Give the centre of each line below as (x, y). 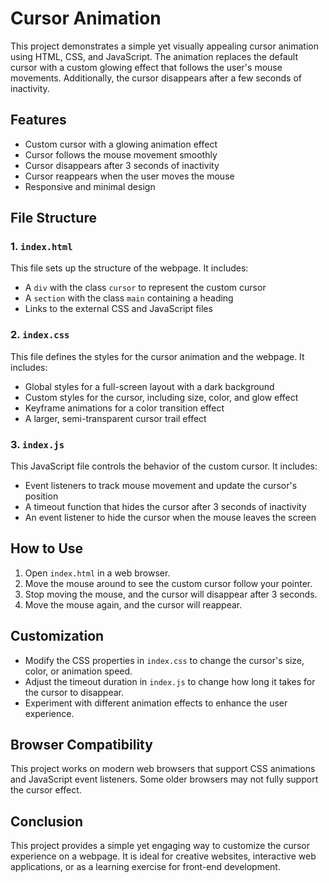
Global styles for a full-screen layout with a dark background (149, 386)
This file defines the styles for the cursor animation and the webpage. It (157, 356)
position (41, 496)
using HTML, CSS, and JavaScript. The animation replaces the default (154, 56)
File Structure (53, 218)
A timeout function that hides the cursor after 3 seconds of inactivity (165, 507)
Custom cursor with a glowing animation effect (121, 144)
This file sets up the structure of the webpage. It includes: (129, 268)
